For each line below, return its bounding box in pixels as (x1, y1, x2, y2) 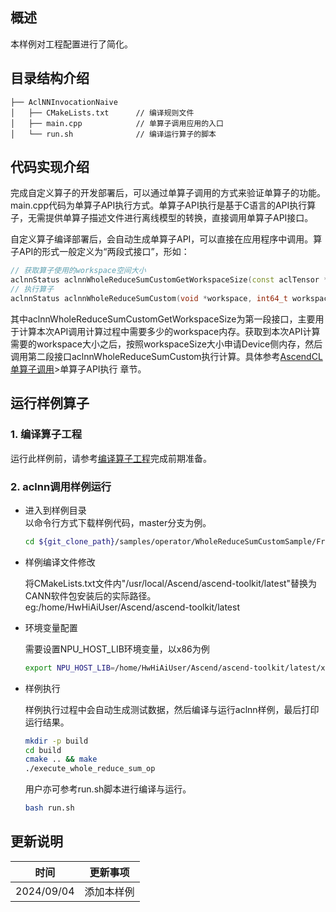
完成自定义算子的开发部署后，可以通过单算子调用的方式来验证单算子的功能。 (10, 187, 326, 199)
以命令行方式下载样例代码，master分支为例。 (24, 516, 212, 528)
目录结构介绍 (10, 70, 90, 87)
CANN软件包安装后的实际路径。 (24, 589, 157, 602)
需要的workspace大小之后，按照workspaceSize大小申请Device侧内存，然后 (10, 338, 323, 350)
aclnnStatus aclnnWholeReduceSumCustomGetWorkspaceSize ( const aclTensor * (10, 275, 329, 285)
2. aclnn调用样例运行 (10, 479, 112, 493)
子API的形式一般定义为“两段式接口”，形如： (10, 246, 190, 258)
